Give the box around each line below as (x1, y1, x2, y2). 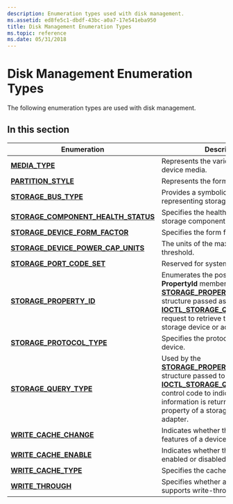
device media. (161, 165, 207, 174)
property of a (161, 405, 205, 415)
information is (161, 397, 207, 407)
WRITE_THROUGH (10, 481, 71, 491)
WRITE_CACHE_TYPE (10, 465, 83, 475)
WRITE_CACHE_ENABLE (10, 450, 92, 460)
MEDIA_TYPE (10, 161, 55, 170)
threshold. (161, 247, 195, 257)
